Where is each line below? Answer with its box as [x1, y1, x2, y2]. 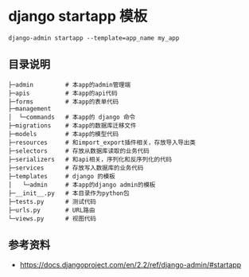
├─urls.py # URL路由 [8, 206, 95, 214]
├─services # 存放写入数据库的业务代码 [8, 164, 144, 172]
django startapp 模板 [8, 7, 148, 25]
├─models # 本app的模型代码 [8, 130, 119, 138]
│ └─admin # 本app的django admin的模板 [8, 181, 156, 189]
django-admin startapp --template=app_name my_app [8, 33, 180, 42]
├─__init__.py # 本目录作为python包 [8, 189, 130, 197]
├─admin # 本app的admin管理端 [8, 80, 131, 88]
